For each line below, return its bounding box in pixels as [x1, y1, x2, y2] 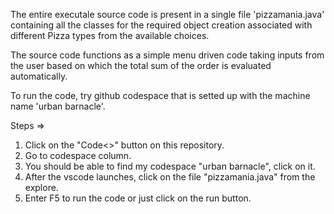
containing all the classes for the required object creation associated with [10, 19, 313, 31]
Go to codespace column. [24, 150, 132, 161]
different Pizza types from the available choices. [10, 30, 210, 41]
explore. [24, 182, 59, 193]
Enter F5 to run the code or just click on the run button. [24, 192, 252, 204]
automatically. [10, 70, 68, 82]
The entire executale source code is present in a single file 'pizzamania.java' [10, 9, 325, 20]
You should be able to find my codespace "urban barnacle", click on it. [24, 160, 316, 172]
